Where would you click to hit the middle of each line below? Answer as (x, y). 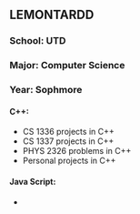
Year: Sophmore (46, 90)
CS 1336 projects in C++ (69, 132)
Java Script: (33, 181)
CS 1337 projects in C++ (68, 141)
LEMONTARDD (52, 15)
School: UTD (38, 41)
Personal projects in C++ (69, 161)
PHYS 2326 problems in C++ (77, 151)
